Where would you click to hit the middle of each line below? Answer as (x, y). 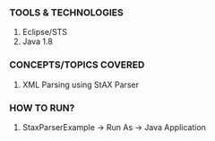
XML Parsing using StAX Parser (80, 84)
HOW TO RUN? (42, 108)
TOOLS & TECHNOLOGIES (66, 13)
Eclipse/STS (45, 32)
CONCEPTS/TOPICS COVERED (77, 65)
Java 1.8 (38, 41)
